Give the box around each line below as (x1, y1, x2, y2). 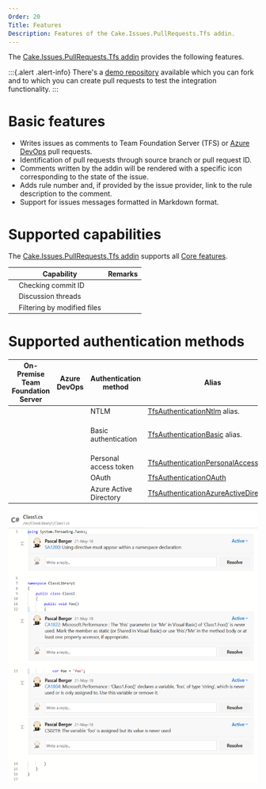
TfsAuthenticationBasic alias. (147, 430, 243, 439)
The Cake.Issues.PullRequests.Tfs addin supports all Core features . (8, 251, 228, 261)
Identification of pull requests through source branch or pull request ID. (19, 155, 252, 165)
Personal (90, 454, 120, 463)
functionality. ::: (8, 84, 59, 94)
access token (90, 462, 135, 472)
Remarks (108, 269, 139, 278)
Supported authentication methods (8, 333, 245, 350)
